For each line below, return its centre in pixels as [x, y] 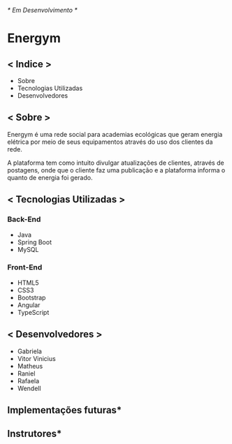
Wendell [29, 388]
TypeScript [33, 312]
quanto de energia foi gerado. [50, 177]
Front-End [25, 267]
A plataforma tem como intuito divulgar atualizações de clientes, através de [116, 163]
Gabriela [29, 351]
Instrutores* [35, 434]
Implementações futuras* [65, 410]
